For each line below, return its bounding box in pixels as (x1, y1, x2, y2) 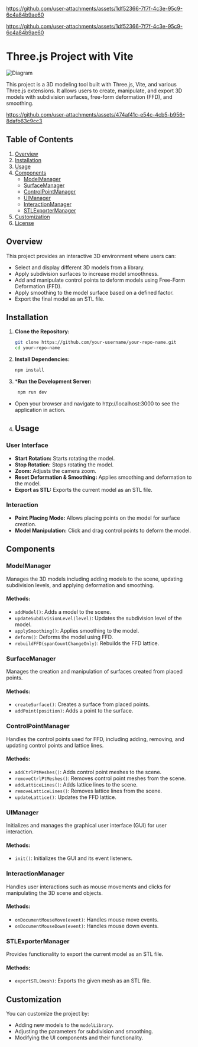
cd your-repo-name (14, 345, 60, 351)
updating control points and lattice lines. (6, 742, 104, 749)
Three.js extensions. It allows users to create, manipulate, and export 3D (6, 87, 183, 94)
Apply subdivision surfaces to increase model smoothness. (14, 270, 159, 277)
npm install (14, 367, 44, 373)
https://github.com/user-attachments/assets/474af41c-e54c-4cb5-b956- (6, 111, 185, 118)
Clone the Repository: (14, 328, 70, 335)
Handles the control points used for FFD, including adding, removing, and (6, 735, 184, 742)
